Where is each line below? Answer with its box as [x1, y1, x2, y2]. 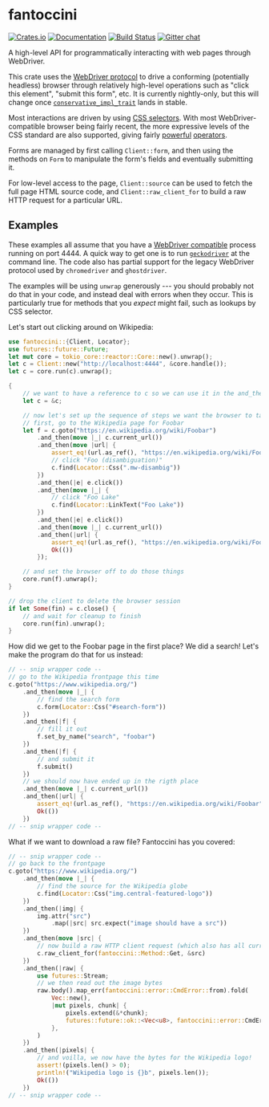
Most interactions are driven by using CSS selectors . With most [8, 112, 217, 122]
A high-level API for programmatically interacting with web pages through [8, 47, 251, 57]
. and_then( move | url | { [37, 442, 116, 450]
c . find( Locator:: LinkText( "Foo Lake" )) [50, 501, 184, 509]
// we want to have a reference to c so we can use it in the [22, 389, 235, 397]
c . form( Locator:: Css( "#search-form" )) [37, 702, 167, 711]
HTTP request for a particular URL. [8, 195, 122, 205]
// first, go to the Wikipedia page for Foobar [22, 419, 184, 427]
